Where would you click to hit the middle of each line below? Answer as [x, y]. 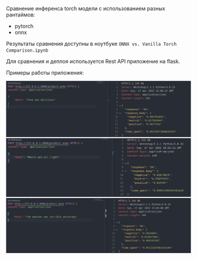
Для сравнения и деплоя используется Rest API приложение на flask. [93, 61]
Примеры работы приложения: [45, 73]
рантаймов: [21, 15]
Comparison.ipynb [27, 51]
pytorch [24, 26]
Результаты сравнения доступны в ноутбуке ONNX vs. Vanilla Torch [91, 44]
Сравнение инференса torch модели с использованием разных [86, 9]
